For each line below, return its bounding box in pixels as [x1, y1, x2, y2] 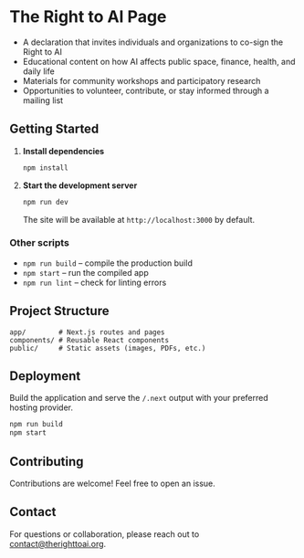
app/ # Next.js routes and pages [9, 327, 166, 337]
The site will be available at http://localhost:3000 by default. [22, 214, 256, 225]
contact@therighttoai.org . [9, 538, 107, 549]
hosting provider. [9, 402, 73, 413]
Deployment [9, 368, 81, 384]
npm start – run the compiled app [22, 267, 149, 278]
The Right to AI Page [9, 6, 167, 27]
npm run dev [22, 197, 68, 206]
